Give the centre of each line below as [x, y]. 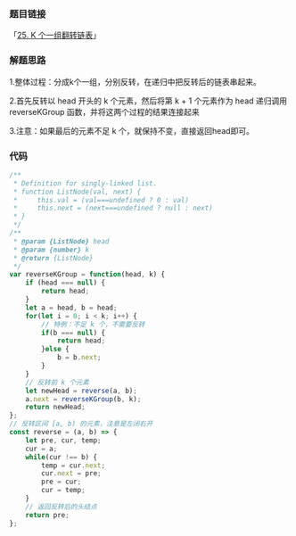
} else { [55, 350]
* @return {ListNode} [53, 258]
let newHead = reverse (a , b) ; [82, 391]
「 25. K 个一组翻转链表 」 [55, 35]
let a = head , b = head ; [71, 308]
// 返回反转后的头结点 [62, 507]
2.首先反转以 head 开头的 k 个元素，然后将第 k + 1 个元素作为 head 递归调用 [148, 101]
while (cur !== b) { [62, 457]
